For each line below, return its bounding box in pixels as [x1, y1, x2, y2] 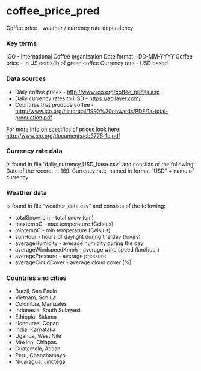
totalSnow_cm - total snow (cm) [14, 214, 94, 221]
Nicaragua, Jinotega [14, 358, 66, 366]
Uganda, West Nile [14, 332, 61, 340]
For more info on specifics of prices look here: [6, 125, 121, 133]
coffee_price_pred [6, 4, 100, 18]
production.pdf [14, 113, 52, 121]
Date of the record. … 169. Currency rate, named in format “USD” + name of [6, 167, 194, 174]
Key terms [6, 39, 37, 48]
